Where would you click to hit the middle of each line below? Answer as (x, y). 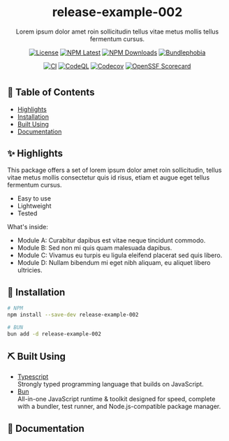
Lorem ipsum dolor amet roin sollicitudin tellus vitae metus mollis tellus (117, 31)
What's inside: (28, 227)
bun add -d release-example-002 (54, 334)
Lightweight (34, 206)
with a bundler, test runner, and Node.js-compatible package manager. (119, 407)
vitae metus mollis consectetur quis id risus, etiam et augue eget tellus (109, 178)
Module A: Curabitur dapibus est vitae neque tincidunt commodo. (111, 240)
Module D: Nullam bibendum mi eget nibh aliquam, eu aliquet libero (114, 263)
